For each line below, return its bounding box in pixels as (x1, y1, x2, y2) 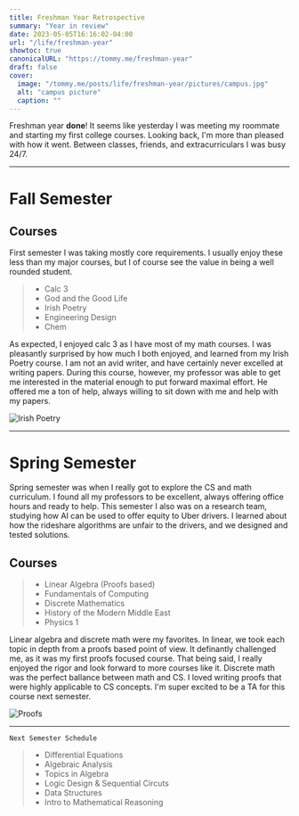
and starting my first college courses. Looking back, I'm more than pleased (9, 130, 285, 141)
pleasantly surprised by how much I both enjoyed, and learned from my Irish (9, 349, 289, 359)
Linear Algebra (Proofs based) (44, 579, 156, 589)
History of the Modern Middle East (44, 607, 171, 618)
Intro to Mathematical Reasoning (44, 797, 164, 808)
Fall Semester (9, 188, 113, 209)
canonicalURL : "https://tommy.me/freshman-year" (9, 54, 193, 63)
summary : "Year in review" (9, 21, 109, 30)
